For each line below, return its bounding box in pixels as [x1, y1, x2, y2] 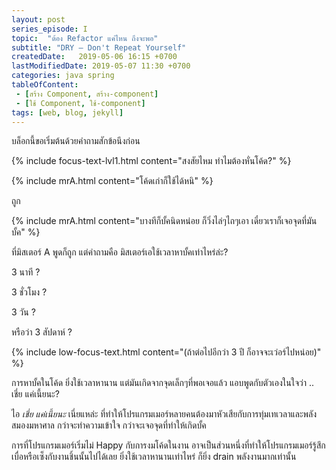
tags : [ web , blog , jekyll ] [11, 107, 124, 118]
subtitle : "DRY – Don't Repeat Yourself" [11, 42, 187, 53]
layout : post [11, 14, 66, 25]
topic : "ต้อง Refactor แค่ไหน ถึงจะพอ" [11, 33, 159, 43]
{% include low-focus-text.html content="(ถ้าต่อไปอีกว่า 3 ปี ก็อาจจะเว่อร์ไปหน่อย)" [11, 346, 322, 358]
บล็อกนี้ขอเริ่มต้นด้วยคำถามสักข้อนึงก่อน [11, 135, 141, 147]
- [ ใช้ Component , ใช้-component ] [15, 98, 146, 108]
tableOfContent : [11, 80, 79, 90]
